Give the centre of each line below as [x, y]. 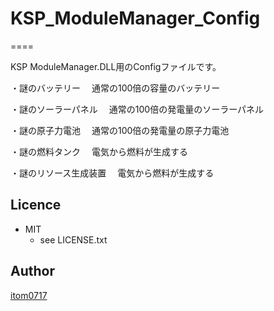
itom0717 [29, 295]
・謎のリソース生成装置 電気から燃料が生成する [112, 173]
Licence [36, 205]
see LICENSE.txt [73, 239]
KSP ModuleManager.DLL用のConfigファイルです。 [116, 66]
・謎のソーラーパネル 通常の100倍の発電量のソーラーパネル [137, 109]
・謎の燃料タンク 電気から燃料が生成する [99, 151]
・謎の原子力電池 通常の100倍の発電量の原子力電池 [120, 130]
